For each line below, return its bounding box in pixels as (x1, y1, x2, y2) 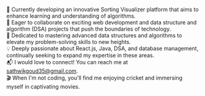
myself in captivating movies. (6, 83, 80, 90)
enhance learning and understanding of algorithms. (6, 12, 136, 20)
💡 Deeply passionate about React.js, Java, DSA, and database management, (6, 45, 199, 52)
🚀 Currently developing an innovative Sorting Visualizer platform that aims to (6, 6, 199, 13)
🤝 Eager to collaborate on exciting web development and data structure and (6, 19, 197, 26)
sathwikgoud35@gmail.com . (6, 67, 78, 75)
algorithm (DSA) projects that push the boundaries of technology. (6, 25, 171, 32)
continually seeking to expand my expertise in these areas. (6, 52, 155, 59)
